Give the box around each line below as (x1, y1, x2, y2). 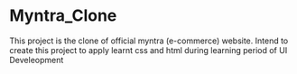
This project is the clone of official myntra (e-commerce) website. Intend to (9, 35, 289, 46)
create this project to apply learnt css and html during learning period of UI (9, 44, 288, 55)
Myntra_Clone (9, 5, 117, 26)
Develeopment (9, 54, 64, 65)
